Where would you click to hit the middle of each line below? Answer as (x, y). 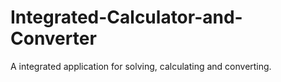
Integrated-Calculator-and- (126, 17)
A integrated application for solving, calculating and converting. (141, 66)
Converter (53, 38)
